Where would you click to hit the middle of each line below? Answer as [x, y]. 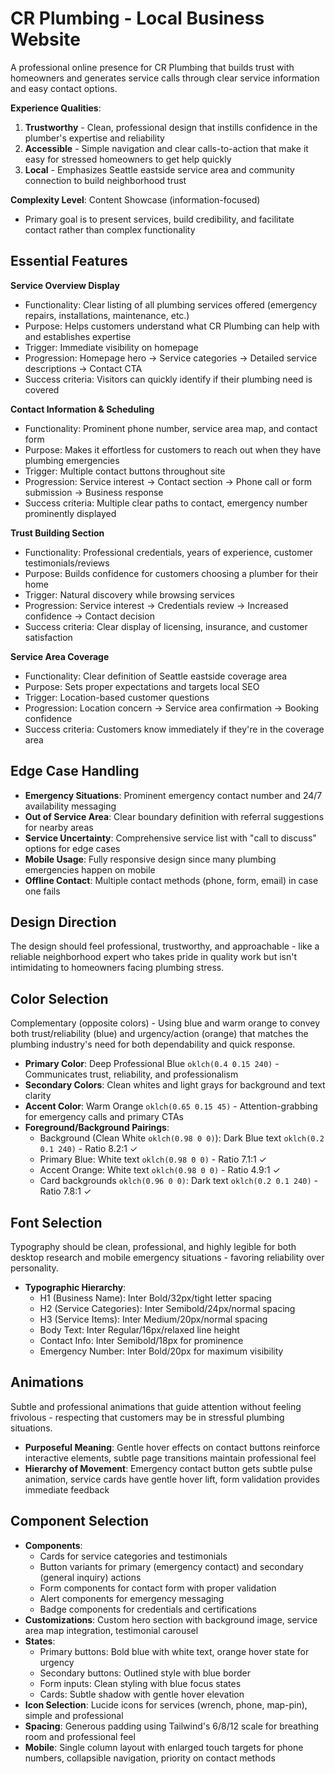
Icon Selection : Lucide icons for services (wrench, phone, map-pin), [166, 1704]
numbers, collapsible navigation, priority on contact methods [150, 1758]
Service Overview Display [65, 285]
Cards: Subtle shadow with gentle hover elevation [142, 1694]
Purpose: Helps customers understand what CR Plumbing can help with [172, 326]
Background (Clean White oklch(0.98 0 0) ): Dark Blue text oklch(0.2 [182, 1138]
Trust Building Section [57, 533]
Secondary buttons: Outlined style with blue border [145, 1673]
